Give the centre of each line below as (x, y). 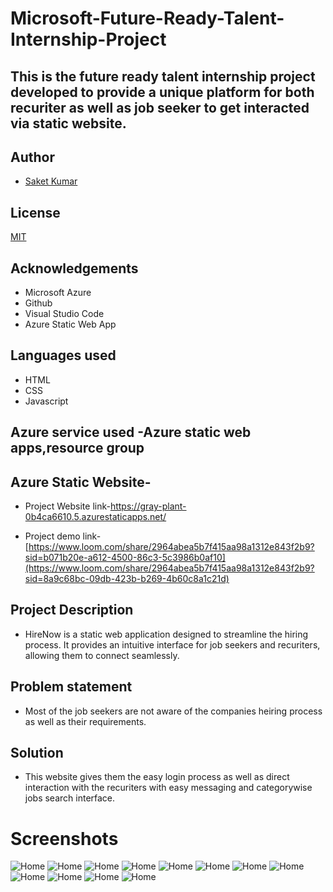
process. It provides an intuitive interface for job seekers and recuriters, (172, 644)
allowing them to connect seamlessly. (102, 655)
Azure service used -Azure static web (131, 432)
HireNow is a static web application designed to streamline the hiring (166, 634)
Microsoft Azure (58, 293)
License (35, 212)
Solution (37, 753)
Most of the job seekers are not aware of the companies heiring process (173, 711)
